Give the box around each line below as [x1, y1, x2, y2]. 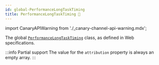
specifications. [5, 40, 36, 45]
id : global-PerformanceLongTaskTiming [5, 7, 85, 12]
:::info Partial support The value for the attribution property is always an [5, 49, 154, 55]
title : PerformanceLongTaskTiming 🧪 [5, 12, 80, 17]
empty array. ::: [5, 54, 36, 60]
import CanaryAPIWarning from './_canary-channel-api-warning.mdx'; [5, 25, 147, 31]
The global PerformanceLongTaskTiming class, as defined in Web [5, 35, 134, 41]
